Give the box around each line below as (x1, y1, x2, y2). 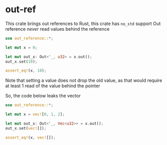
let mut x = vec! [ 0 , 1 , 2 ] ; (5, 112, 65, 117)
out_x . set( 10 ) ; (5, 59, 38, 64)
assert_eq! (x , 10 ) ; (5, 68, 47, 74)
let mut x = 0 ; (5, 45, 38, 50)
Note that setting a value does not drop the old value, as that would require (5, 78, 162, 84)
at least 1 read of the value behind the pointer (5, 83, 100, 89)
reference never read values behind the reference (5, 26, 110, 32)
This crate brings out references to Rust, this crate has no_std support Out (5, 20, 161, 27)
